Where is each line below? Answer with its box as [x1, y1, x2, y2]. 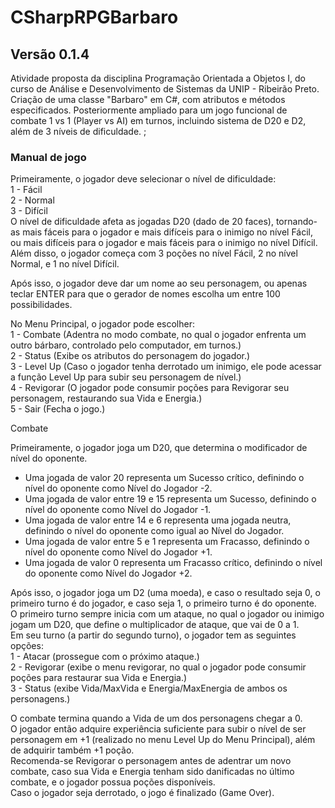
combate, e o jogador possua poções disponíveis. [10, 776, 216, 788]
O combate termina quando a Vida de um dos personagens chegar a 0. [10, 712, 303, 725]
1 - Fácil [10, 184, 43, 196]
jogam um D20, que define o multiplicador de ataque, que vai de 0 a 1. [10, 619, 300, 631]
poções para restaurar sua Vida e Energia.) [10, 672, 188, 684]
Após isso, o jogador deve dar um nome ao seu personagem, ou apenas [10, 277, 308, 290]
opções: [10, 640, 44, 652]
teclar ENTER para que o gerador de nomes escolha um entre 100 [10, 288, 281, 300]
